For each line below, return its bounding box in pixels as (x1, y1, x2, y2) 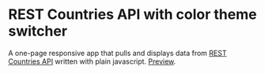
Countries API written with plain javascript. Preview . (8, 57, 176, 66)
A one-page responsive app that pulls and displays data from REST (8, 48, 227, 57)
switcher (8, 22, 68, 40)
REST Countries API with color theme (8, 6, 257, 24)
